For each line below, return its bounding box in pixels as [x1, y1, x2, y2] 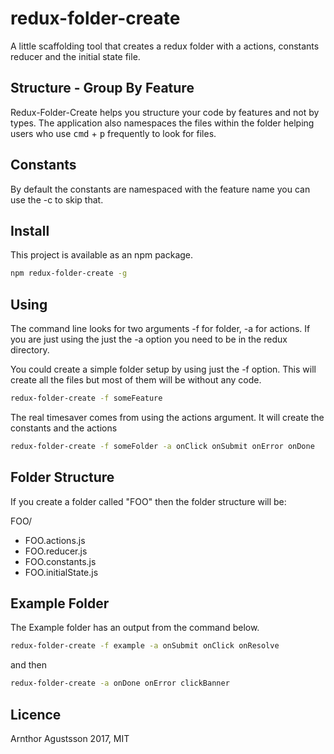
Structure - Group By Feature [10, 80, 195, 97]
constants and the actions [10, 422, 118, 434]
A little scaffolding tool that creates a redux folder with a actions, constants [10, 40, 320, 52]
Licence [10, 706, 62, 723]
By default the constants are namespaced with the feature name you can [10, 183, 311, 195]
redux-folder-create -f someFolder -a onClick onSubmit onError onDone [10, 441, 315, 451]
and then [10, 659, 47, 671]
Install [10, 222, 50, 239]
